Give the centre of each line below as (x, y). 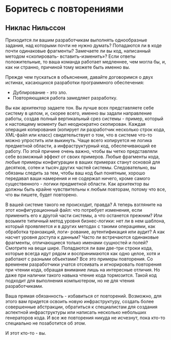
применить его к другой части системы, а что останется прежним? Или (84, 216)
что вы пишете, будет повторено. (42, 195)
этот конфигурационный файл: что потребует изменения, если (74, 210)
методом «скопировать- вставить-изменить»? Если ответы (70, 56)
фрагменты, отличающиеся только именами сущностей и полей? (77, 243)
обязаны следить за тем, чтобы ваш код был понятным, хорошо (75, 173)
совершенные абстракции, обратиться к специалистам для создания (81, 307)
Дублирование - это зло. (40, 92)
